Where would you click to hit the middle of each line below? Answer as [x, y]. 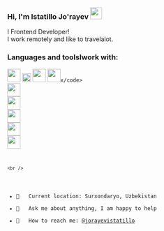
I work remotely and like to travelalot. [60, 39]
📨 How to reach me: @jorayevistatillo [76, 221]
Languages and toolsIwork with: [63, 57]
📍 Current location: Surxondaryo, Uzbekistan [87, 196]
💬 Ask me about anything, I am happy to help [87, 209]
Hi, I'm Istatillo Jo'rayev [48, 16]
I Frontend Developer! [38, 32]
